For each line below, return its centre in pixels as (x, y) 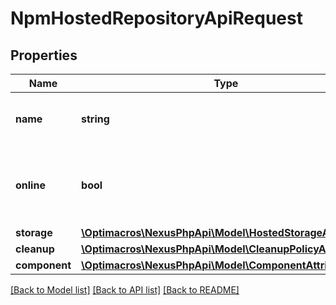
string (95, 119)
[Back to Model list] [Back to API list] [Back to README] (125, 290)
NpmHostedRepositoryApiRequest (156, 18)
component (43, 265)
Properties (44, 55)
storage (34, 232)
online (30, 185)
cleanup (35, 249)
